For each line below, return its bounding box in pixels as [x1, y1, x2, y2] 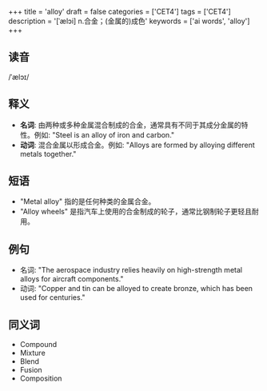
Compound [19, 340, 58, 349]
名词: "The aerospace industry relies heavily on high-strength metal [19, 265, 242, 275]
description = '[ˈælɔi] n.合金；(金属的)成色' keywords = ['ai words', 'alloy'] [8, 16, 250, 26]
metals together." [19, 149, 77, 158]
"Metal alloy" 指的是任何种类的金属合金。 [19, 197, 156, 206]
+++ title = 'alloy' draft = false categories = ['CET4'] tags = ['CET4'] [8, 7, 232, 16]
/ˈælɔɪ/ [8, 72, 30, 82]
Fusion [19, 365, 42, 375]
